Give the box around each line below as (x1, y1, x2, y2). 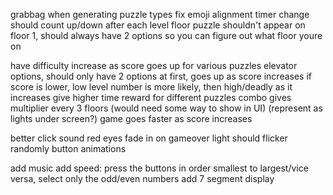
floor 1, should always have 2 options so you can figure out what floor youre (10, 30, 323, 41)
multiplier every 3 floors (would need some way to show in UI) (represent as (10, 102, 323, 114)
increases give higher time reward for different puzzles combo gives (10, 92, 292, 103)
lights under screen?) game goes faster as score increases (10, 113, 253, 124)
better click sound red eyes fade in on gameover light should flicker (10, 132, 288, 144)
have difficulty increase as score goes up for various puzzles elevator (10, 60, 298, 71)
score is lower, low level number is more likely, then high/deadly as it (10, 81, 293, 93)
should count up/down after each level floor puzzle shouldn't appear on (10, 19, 306, 31)
